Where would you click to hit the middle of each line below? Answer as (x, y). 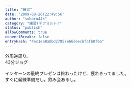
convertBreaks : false (27, 37)
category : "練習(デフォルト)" (33, 23)
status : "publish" (24, 28)
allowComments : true (26, 32)
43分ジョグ (16, 62)
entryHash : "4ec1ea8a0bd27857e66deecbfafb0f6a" (55, 42)
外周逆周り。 (18, 56)
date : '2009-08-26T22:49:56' (35, 14)
